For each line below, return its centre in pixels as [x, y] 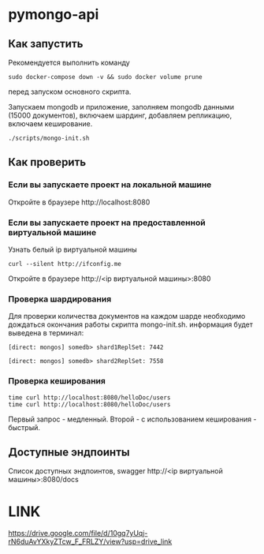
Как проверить [47, 162]
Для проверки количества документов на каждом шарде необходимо [127, 316]
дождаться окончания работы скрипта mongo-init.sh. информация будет [131, 324]
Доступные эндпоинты [69, 452]
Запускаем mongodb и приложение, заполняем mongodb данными [121, 107]
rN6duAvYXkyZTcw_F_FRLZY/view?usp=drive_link [90, 541]
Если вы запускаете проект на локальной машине [110, 185]
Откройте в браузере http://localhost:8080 [79, 202]
